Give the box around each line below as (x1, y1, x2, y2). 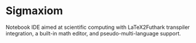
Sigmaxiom (5, 4, 63, 18)
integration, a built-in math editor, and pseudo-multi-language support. (5, 29, 182, 37)
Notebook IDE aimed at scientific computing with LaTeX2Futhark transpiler (5, 24, 190, 31)
